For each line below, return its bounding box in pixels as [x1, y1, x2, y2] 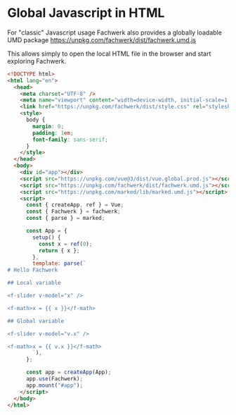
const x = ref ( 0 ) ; [38, 240, 93, 247]
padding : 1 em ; [32, 129, 74, 137]
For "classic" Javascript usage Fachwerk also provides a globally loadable [7, 28, 223, 37]
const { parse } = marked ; [25, 215, 105, 222]
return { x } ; [38, 247, 80, 254]
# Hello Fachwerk [7, 266, 58, 274]
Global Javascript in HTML [7, 5, 165, 21]
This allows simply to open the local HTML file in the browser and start [7, 49, 211, 58]
